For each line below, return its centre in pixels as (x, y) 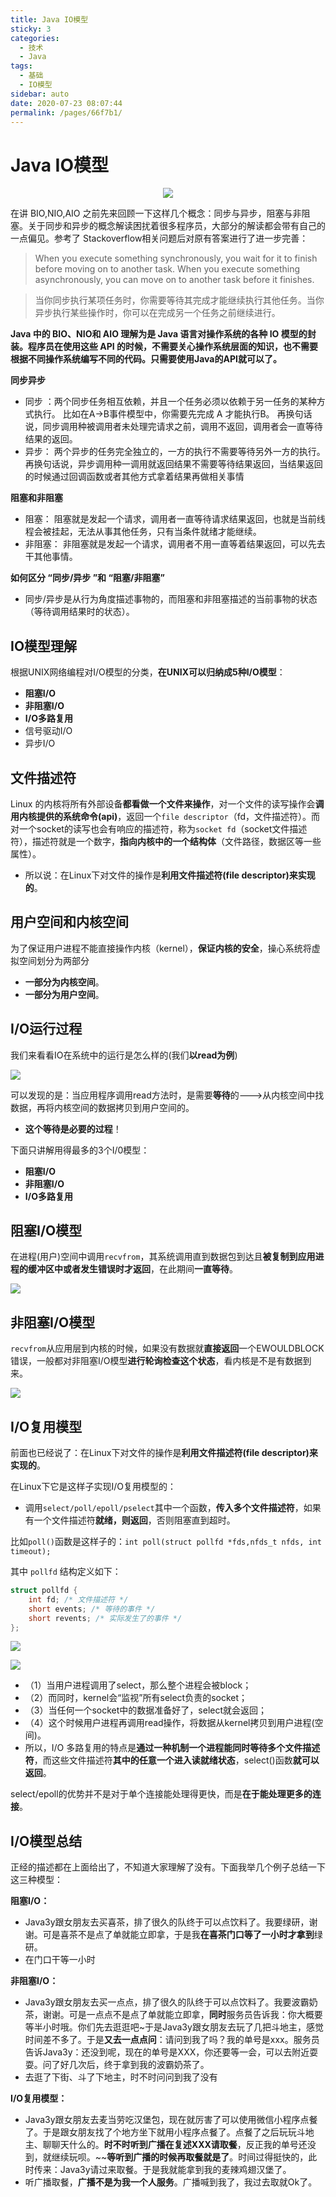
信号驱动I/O (48, 731)
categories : (35, 38)
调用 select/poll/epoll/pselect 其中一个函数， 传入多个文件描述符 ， (164, 1507)
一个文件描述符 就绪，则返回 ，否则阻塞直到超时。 (134, 1520)
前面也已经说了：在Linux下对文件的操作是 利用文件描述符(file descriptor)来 (164, 1452)
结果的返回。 (51, 439)
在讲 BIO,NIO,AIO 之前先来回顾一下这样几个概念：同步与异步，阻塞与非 (156, 213)
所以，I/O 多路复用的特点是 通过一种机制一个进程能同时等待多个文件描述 (172, 1748)
